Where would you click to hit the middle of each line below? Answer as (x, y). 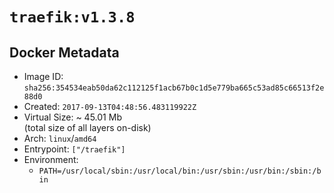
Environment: (51, 159)
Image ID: (43, 76)
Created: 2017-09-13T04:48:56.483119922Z (110, 106)
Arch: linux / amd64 (60, 138)
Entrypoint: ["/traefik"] (74, 149)
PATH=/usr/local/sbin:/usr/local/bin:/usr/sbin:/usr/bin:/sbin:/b (180, 171)
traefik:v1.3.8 (72, 17)
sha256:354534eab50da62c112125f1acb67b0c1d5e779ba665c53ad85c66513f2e (174, 88)
